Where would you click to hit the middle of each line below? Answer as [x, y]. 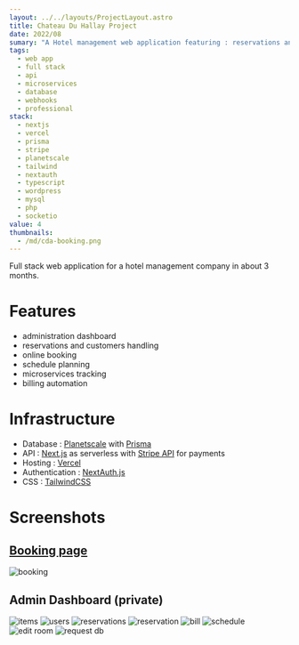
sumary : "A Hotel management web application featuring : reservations [145, 42]
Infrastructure [62, 419]
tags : [19, 51]
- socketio [37, 216]
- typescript [41, 183]
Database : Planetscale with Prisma [87, 444]
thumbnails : [31, 232]
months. [24, 276]
